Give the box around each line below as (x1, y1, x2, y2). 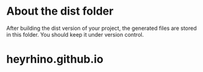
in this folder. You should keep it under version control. (6, 31, 144, 38)
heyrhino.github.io (6, 52, 104, 67)
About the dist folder (6, 4, 114, 18)
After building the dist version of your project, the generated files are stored (6, 24, 197, 32)
